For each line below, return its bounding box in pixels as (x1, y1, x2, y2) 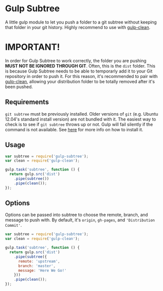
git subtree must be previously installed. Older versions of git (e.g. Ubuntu (5, 111, 158, 117)
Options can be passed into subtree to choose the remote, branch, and (5, 212, 148, 218)
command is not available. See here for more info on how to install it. (5, 126, 143, 132)
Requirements (5, 98, 49, 106)
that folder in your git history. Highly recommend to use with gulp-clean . (5, 24, 151, 30)
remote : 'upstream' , (18, 259, 60, 264)
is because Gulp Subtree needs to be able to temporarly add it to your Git (5, 68, 153, 74)
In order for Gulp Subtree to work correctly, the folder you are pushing (5, 57, 147, 64)
